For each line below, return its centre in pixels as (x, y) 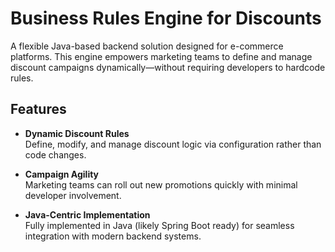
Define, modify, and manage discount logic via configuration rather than (173, 144)
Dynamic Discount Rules (77, 133)
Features (38, 109)
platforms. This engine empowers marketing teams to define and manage (161, 56)
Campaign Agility (62, 174)
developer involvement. (73, 195)
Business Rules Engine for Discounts (166, 18)
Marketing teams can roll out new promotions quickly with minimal (161, 184)
